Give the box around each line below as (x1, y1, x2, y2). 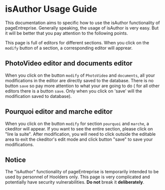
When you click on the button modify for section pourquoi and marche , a (5, 121, 149, 127)
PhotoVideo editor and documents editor (5, 59, 133, 67)
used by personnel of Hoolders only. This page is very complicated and (5, 174, 150, 180)
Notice (5, 156, 26, 164)
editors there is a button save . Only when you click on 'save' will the (5, 88, 142, 94)
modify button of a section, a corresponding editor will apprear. (5, 45, 133, 51)
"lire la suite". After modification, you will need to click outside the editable (5, 131, 156, 137)
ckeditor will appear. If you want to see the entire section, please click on (5, 126, 153, 131)
